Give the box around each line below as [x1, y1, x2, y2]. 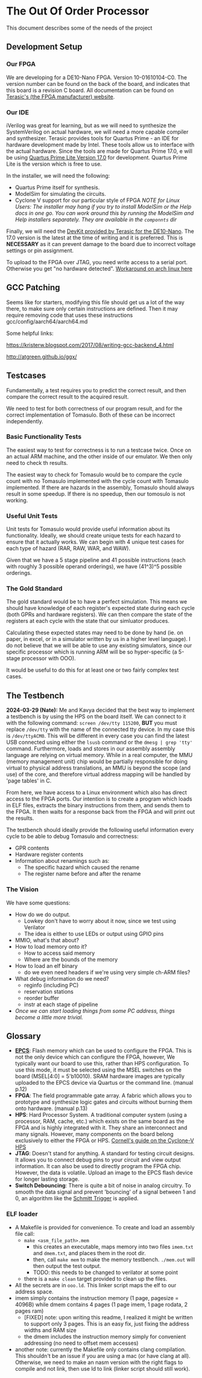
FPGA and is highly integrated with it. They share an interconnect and [14, 1124, 188, 1131]
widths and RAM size [24, 1326, 77, 1334]
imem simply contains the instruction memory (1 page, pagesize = [14, 1294, 179, 1301]
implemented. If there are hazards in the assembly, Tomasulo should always [6, 484, 195, 491]
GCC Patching [6, 282, 60, 293]
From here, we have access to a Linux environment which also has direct [6, 789, 187, 796]
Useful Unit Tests [6, 512, 58, 520]
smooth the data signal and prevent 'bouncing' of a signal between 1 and [14, 1188, 196, 1195]
